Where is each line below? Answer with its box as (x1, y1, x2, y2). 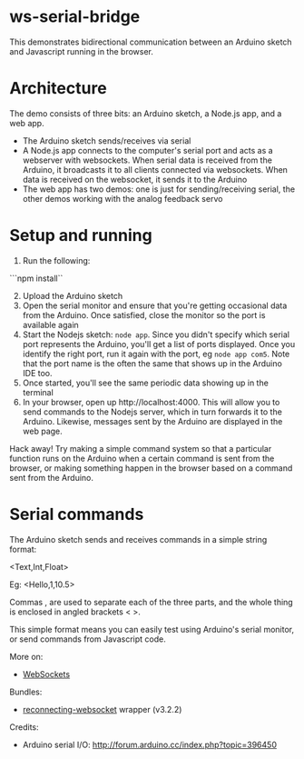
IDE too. (22, 367, 53, 378)
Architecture (9, 78, 107, 99)
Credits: (9, 721, 39, 733)
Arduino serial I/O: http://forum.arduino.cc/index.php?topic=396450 (22, 739, 277, 750)
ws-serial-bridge (9, 6, 141, 27)
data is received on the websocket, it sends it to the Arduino (22, 174, 248, 185)
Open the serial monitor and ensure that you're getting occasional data (22, 300, 288, 311)
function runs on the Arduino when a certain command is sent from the (9, 453, 275, 464)
